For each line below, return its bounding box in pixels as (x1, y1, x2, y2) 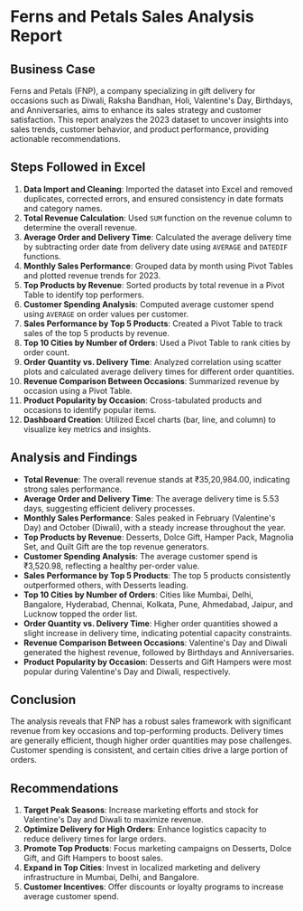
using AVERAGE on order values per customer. (23, 308, 188, 319)
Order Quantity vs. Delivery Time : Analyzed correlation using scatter (23, 356, 282, 367)
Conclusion (10, 692, 77, 708)
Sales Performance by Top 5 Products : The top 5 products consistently (23, 569, 291, 580)
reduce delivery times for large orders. (23, 833, 167, 844)
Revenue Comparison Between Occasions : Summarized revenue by (23, 375, 280, 386)
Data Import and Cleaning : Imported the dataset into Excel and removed (23, 183, 293, 194)
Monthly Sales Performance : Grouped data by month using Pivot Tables (23, 260, 294, 271)
